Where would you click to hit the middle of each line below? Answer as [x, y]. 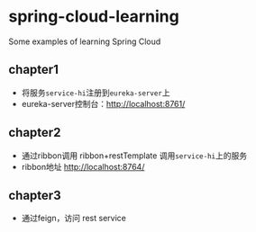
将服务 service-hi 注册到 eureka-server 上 [96, 93]
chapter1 [34, 70]
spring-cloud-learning [94, 17]
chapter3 [35, 195]
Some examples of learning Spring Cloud [85, 41]
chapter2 [35, 133]
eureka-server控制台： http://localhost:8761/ [103, 103]
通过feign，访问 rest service [74, 219]
